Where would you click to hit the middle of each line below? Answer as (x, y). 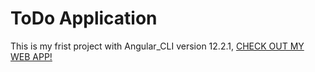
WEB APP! (31, 56)
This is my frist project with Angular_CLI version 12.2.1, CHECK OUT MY (157, 46)
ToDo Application (84, 18)
